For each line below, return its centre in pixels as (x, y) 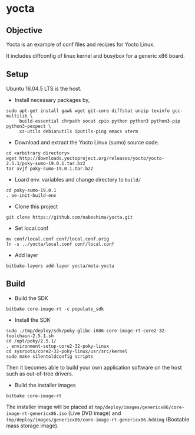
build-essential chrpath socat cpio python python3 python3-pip (100, 121)
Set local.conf (32, 228)
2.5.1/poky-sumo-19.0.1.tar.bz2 (46, 163)
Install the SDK (32, 319)
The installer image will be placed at (50, 407)
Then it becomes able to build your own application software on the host (94, 367)
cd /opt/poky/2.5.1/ (32, 341)
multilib (17, 116)
